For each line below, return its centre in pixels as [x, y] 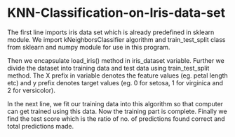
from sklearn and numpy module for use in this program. [89, 47]
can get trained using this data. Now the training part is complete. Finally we [117, 111]
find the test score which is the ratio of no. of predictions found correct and [116, 118]
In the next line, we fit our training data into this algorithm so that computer [115, 103]
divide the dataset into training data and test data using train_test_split [108, 68]
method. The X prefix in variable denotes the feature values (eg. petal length [117, 75]
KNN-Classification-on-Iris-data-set [116, 13]
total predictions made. [41, 126]
